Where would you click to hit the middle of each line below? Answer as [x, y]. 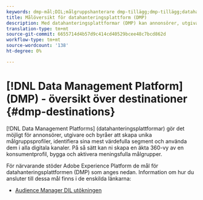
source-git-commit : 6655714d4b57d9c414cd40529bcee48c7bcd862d [86, 34]
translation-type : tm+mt [37, 29]
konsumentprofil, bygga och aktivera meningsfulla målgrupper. [84, 154]
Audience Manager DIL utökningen [58, 190]
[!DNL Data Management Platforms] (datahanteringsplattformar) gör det [95, 128]
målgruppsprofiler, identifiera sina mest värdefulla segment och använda [97, 141]
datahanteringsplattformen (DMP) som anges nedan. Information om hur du [100, 172]
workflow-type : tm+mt [34, 40]
